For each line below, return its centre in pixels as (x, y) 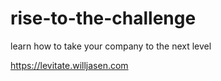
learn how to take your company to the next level (111, 46)
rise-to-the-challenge (103, 18)
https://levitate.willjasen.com (69, 65)
